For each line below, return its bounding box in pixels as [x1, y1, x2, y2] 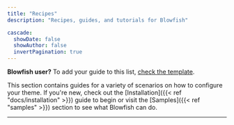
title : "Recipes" [7, 10, 58, 17]
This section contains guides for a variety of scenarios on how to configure [7, 81, 223, 89]
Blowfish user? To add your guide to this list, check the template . [7, 67, 195, 76]
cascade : [7, 29, 33, 36]
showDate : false [13, 35, 61, 42]
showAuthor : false [13, 42, 68, 49]
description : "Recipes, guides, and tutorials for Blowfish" [7, 17, 189, 24]
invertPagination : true [13, 49, 82, 56]
